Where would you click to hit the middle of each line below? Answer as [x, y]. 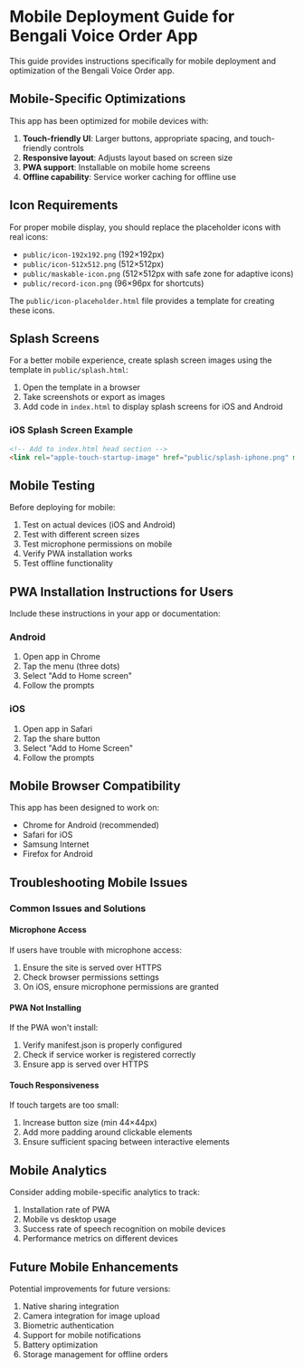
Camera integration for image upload [91, 1316]
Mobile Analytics [58, 1170]
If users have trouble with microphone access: [96, 950]
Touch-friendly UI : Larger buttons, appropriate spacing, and [135, 138]
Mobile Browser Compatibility [95, 786]
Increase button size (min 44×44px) [90, 1123]
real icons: [29, 236]
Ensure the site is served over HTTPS [92, 967]
